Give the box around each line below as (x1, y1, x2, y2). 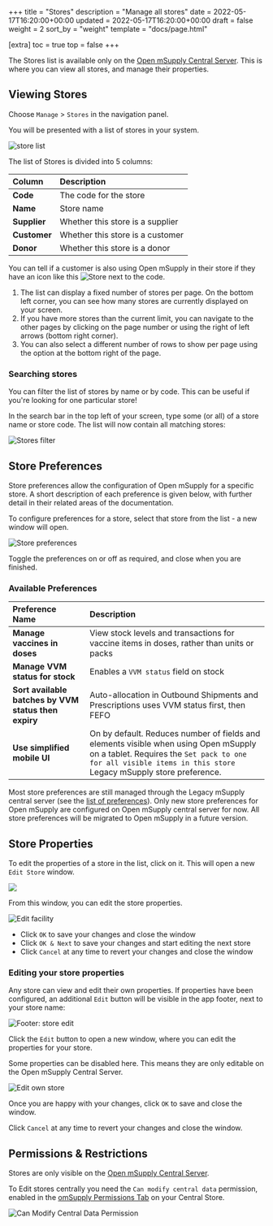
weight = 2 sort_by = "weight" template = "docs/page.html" (8, 24, 208, 33)
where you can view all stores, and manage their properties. (8, 64, 210, 74)
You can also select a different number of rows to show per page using (19, 339, 258, 349)
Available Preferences (8, 583, 97, 594)
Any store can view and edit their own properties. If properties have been (8, 986, 253, 995)
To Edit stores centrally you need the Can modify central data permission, (8, 1184, 258, 1194)
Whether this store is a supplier (59, 215, 179, 227)
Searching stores (8, 368, 78, 379)
